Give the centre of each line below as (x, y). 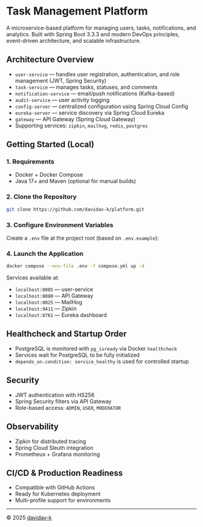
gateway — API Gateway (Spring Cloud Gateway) (75, 119)
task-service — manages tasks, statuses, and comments (86, 87)
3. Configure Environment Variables (60, 225)
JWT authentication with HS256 (55, 395)
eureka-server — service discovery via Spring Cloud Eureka (90, 112)
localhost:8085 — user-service (54, 289)
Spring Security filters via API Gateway (63, 401)
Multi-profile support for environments (63, 500)
